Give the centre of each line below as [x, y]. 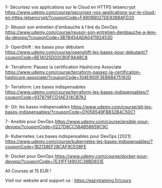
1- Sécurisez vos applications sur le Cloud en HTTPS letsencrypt [70, 7]
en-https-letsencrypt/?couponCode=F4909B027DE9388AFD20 [70, 17]
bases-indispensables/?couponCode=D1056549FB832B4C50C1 [70, 112]
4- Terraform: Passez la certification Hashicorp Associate [63, 67]
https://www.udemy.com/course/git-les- [112, 107]
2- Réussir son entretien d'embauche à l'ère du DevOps [61, 27]
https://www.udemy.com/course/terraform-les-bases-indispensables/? [77, 92]
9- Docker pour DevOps [29, 156]
